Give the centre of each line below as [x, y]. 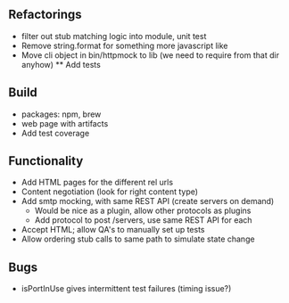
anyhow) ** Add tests [61, 64]
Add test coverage [55, 133]
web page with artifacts [65, 123]
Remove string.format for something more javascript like [124, 45]
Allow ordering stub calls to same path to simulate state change [138, 239]
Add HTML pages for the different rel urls [97, 183]
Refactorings [45, 15]
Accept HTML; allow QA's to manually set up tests [113, 230]
